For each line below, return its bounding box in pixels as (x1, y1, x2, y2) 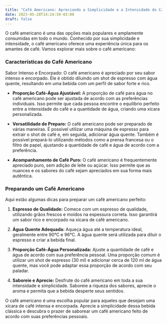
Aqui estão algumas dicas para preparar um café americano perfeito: (5, 196, 147, 202)
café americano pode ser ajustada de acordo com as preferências (12, 95, 148, 101)
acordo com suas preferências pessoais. (5, 313, 88, 319)
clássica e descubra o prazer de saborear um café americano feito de (5, 308, 148, 314)
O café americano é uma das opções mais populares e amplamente (5, 30, 144, 36)
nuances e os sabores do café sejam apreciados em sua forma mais (12, 167, 152, 173)
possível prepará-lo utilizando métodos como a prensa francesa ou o (12, 136, 154, 142)
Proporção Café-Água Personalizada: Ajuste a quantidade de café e (12, 246, 154, 252)
